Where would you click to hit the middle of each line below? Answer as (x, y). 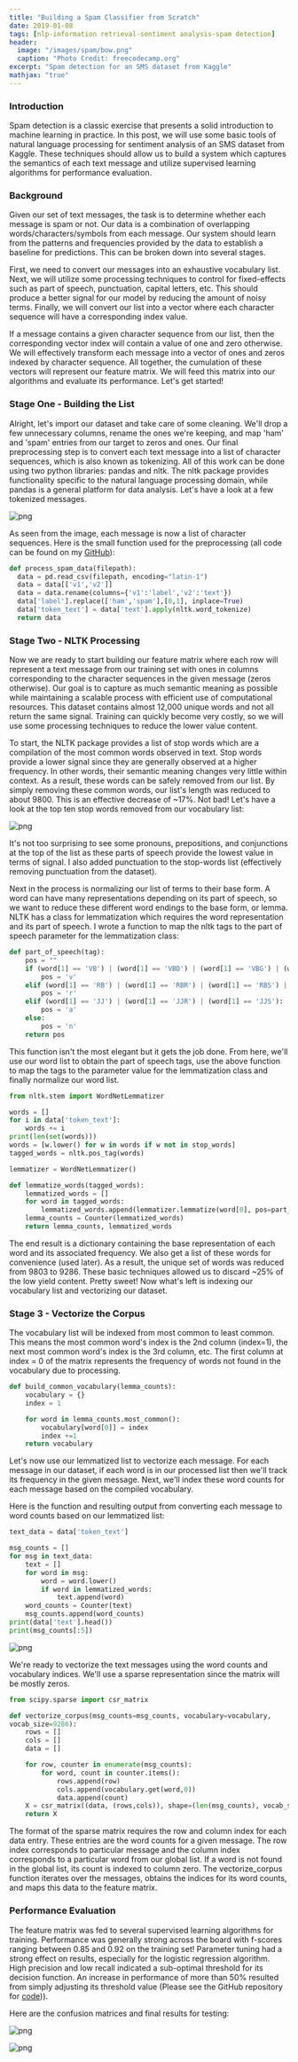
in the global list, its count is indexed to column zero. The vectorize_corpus (146, 1869)
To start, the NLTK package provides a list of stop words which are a (134, 743)
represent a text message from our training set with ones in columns (134, 670)
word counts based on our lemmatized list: (87, 1516)
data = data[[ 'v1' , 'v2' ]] (65, 585)
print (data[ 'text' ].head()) (61, 1623)
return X (41, 1815)
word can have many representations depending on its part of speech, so (143, 898)
